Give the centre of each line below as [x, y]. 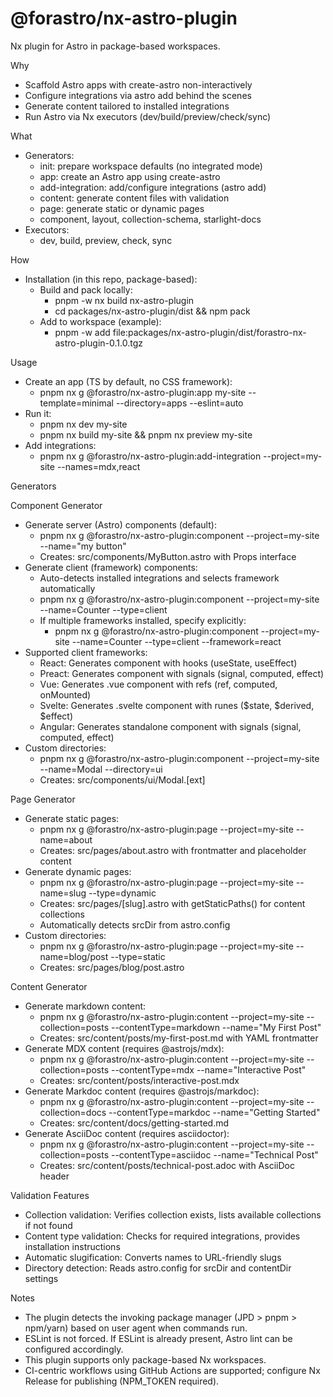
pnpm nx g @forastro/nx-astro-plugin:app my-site [143, 392]
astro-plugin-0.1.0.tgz [98, 343]
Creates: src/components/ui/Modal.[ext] [122, 779]
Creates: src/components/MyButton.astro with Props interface [168, 556]
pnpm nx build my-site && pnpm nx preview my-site [146, 434]
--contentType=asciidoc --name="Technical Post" [214, 1154]
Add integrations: [60, 445]
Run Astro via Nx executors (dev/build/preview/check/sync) [148, 116]
